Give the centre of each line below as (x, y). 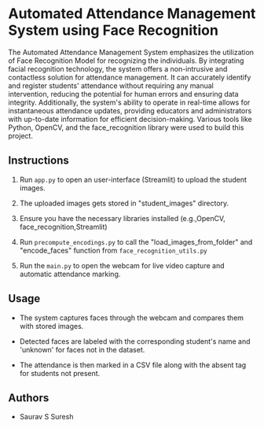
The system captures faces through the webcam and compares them (132, 317)
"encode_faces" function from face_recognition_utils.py (113, 250)
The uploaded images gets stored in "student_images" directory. (124, 203)
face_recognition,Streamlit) (63, 227)
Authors (29, 398)
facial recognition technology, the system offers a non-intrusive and (118, 68)
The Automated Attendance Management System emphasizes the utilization (131, 52)
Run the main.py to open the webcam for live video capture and (122, 265)
